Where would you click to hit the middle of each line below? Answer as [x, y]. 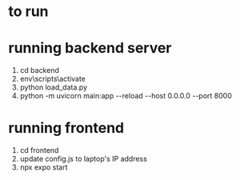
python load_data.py [54, 87]
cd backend [40, 70]
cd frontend [39, 150]
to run [29, 12]
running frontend [66, 128]
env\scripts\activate [53, 79]
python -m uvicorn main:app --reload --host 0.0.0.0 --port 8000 [126, 96]
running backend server [90, 48]
